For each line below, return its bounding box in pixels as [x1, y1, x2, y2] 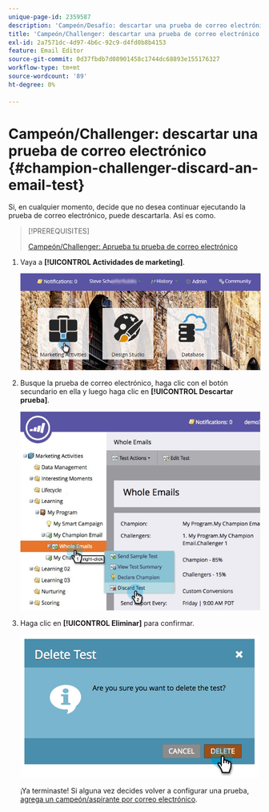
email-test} [8, 176, 86, 194]
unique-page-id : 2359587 [8, 13, 91, 21]
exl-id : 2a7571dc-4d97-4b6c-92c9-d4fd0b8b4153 [8, 39, 167, 47]
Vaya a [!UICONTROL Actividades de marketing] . [19, 258, 186, 267]
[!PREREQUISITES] [27, 226, 90, 236]
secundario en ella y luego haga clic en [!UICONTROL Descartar [19, 386, 234, 396]
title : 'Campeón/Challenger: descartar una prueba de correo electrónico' [8, 30, 263, 38]
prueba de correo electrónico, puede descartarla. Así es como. [8, 211, 216, 221]
